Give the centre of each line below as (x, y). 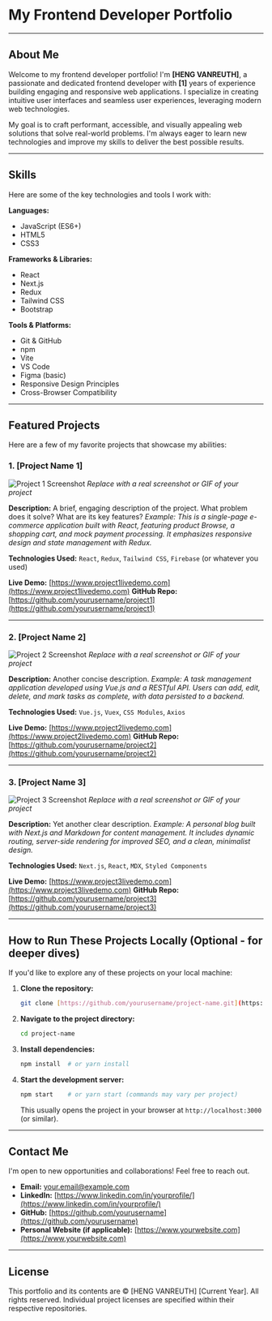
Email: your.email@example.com (75, 1187)
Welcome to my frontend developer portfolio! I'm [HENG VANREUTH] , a (128, 74)
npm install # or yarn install (74, 1064)
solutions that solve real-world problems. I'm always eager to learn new (127, 133)
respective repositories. (48, 1309)
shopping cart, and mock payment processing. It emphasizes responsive (130, 534)
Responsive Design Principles (70, 384)
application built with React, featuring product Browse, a (140, 525)
